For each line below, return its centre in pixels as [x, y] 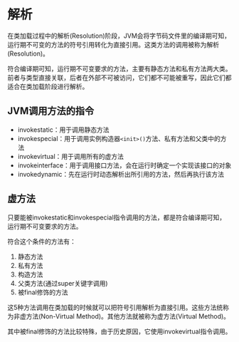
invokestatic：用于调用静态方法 [63, 130]
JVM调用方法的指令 [51, 111]
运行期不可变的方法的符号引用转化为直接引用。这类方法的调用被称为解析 [113, 44]
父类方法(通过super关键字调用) [63, 283]
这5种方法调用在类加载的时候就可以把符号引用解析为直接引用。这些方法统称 [118, 307]
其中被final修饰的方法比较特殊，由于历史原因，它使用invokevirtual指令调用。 [119, 331]
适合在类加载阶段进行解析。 [48, 86]
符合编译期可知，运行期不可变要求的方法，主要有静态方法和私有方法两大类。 [119, 68]
